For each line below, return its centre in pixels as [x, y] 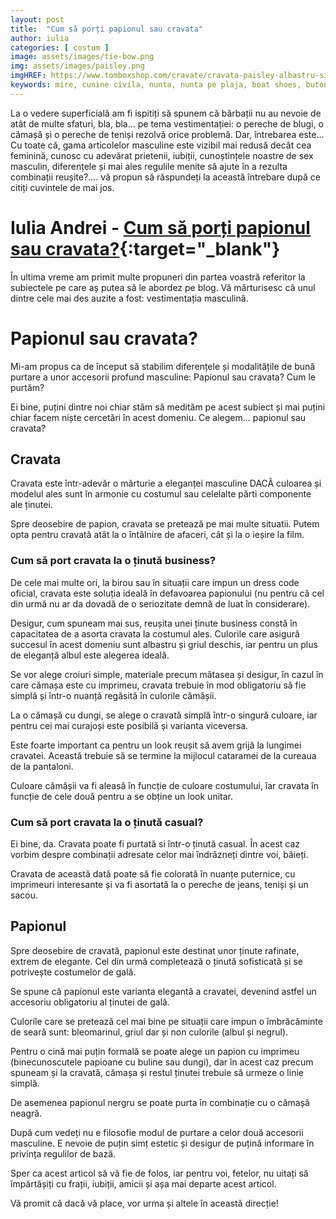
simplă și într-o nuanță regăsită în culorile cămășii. [113, 695]
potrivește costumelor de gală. [73, 972]
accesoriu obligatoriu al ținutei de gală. [90, 1002]
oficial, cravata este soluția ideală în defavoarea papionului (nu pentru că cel [167, 593]
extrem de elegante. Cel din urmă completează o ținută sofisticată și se [156, 961]
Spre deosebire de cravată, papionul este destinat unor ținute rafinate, [155, 950]
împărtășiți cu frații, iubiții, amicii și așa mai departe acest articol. [143, 1183]
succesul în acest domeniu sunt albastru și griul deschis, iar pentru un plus [164, 644]
